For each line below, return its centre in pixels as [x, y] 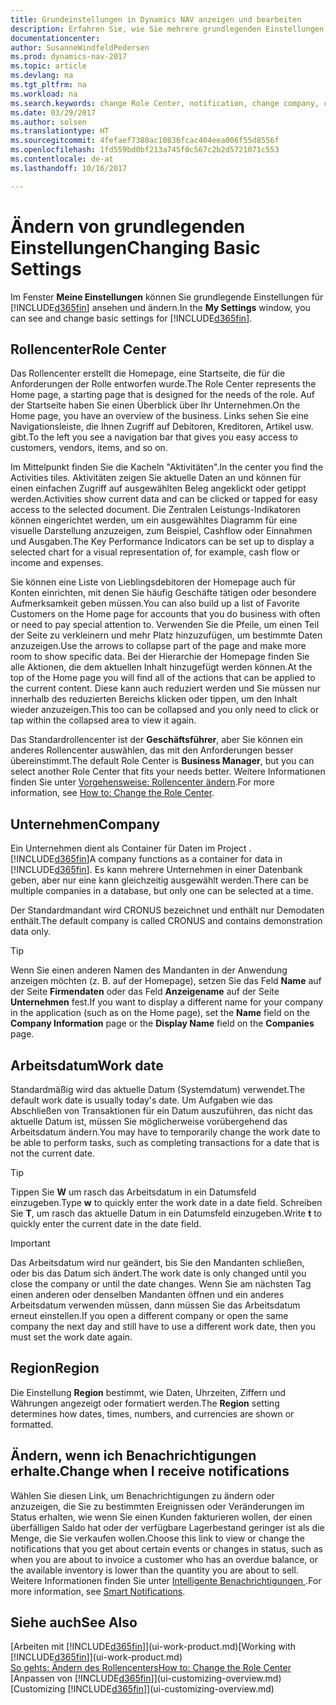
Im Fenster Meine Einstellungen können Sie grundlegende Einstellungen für [167, 297]
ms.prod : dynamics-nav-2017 [69, 57]
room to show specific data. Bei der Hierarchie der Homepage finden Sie [160, 657]
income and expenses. [57, 563]
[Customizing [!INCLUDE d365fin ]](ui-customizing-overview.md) [142, 1689]
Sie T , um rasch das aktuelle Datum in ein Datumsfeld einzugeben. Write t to [166, 1213]
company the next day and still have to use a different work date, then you [163, 1326]
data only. [31, 932]
